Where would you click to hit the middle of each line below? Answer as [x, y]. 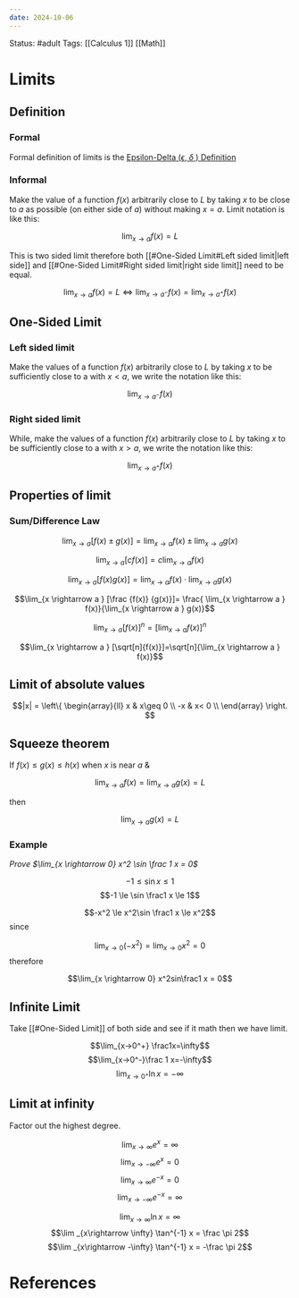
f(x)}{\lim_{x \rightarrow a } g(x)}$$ [150, 608]
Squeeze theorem [59, 743]
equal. [21, 275]
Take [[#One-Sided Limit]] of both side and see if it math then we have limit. [149, 1029]
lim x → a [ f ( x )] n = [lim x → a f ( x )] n [150, 628]
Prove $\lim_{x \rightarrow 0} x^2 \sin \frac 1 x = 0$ [104, 864]
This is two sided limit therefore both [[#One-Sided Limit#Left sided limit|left [149, 255]
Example [29, 844]
